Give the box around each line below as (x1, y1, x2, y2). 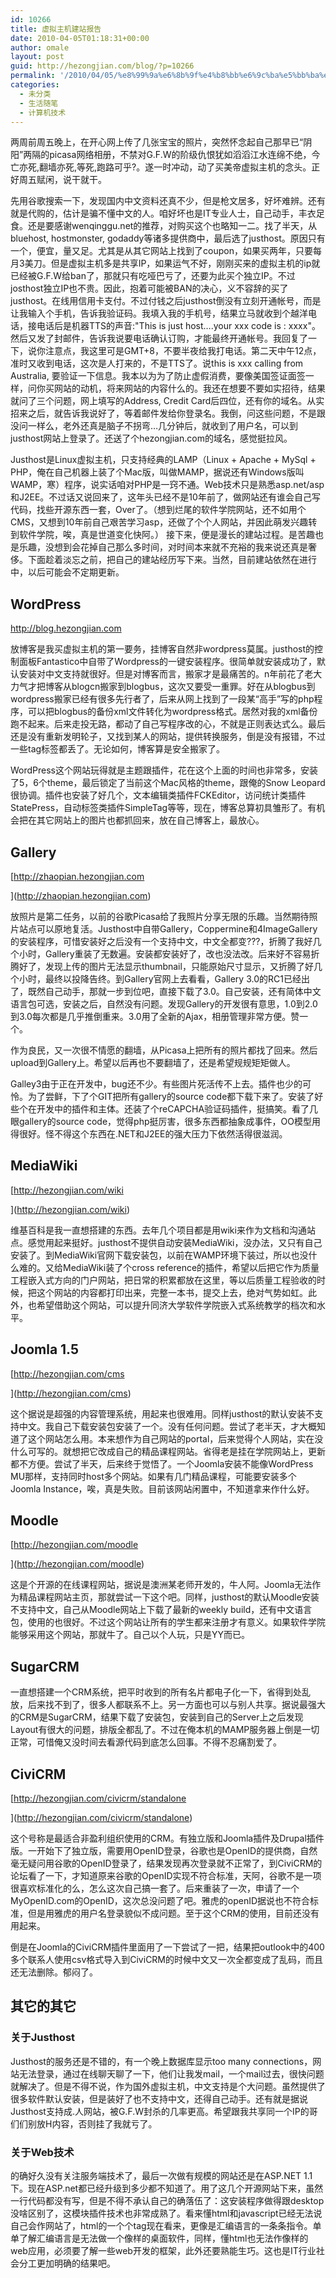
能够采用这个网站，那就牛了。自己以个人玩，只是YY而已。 (10, 1629, 251, 1641)
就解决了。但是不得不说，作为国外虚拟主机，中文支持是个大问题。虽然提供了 (10, 2080, 326, 2092)
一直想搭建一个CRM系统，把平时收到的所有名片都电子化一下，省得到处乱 (10, 1686, 311, 1698)
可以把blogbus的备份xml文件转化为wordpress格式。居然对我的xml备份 (27, 706, 318, 718)
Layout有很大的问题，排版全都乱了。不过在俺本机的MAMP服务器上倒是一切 (10, 1724, 320, 1736)
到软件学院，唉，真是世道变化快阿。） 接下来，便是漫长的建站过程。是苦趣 (10, 529, 315, 541)
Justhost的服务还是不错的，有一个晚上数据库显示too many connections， (10, 2055, 313, 2067)
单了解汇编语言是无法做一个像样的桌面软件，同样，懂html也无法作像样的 (10, 2232, 309, 2245)
